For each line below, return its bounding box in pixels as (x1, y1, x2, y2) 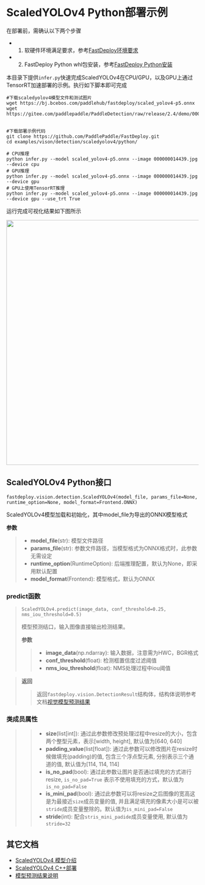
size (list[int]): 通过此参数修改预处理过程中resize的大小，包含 (45, 730, 198, 737)
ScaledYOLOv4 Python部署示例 (6, 6, 168, 20)
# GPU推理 (6, 168, 29, 174)
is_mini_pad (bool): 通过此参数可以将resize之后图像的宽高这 (45, 790, 195, 797)
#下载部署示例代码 (6, 128, 46, 134)
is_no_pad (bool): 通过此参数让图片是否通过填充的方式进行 (45, 768, 192, 775)
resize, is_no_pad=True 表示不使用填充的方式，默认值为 (45, 776, 184, 783)
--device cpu (6, 161, 40, 167)
